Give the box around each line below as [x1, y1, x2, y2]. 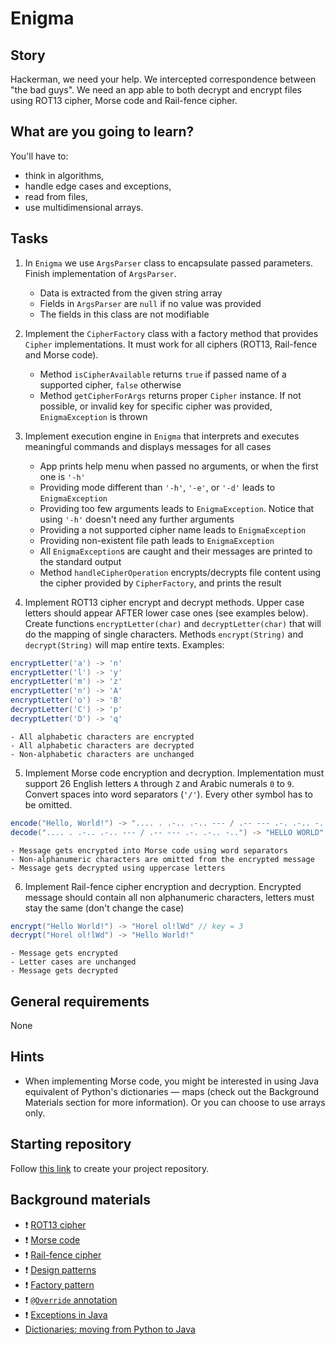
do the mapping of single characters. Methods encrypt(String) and [24, 628, 304, 640]
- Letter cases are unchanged [10, 957, 137, 967]
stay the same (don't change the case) [24, 902, 185, 914]
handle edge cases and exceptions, [24, 180, 172, 192]
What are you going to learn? [10, 123, 195, 141]
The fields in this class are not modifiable [39, 308, 210, 320]
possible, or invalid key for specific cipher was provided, [39, 400, 273, 412]
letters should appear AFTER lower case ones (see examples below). [24, 607, 309, 619]
